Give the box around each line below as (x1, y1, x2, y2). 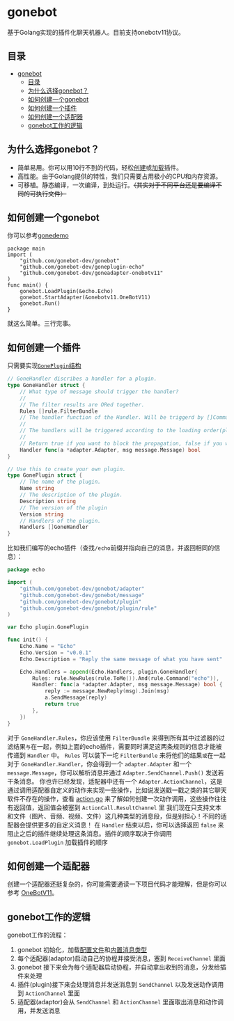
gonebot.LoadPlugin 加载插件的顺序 (7, 838, 108, 846)
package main (7, 245, 45, 253)
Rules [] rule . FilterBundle (19, 408, 98, 415)
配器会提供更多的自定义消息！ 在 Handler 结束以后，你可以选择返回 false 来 (7, 821, 224, 829)
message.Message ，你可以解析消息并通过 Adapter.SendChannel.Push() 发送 (7, 768, 218, 777)
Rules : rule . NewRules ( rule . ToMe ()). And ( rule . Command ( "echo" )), (32, 674, 219, 682)
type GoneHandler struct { (7, 382, 86, 389)
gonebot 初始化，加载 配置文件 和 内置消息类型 (17, 946, 148, 954)
